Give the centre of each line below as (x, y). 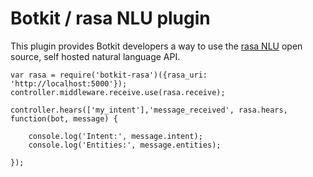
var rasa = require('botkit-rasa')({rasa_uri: (109, 75)
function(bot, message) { (64, 118)
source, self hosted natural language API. (95, 56)
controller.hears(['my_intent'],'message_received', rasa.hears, (149, 110)
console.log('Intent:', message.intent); (115, 136)
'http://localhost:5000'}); (69, 83)
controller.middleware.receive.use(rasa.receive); (118, 92)
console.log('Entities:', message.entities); (125, 145)
